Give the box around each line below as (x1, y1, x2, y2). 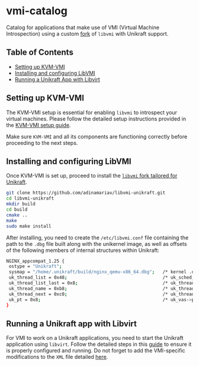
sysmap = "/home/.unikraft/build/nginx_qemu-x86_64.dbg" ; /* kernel (8, 269, 187, 275)
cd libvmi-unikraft (6, 195, 54, 201)
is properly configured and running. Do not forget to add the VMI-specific (6, 347, 185, 354)
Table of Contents (6, 48, 74, 58)
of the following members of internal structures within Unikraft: (6, 247, 160, 254)
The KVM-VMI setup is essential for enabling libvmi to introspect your (6, 109, 178, 116)
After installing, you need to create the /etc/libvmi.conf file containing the (6, 234, 189, 241)
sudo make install (6, 223, 52, 229)
